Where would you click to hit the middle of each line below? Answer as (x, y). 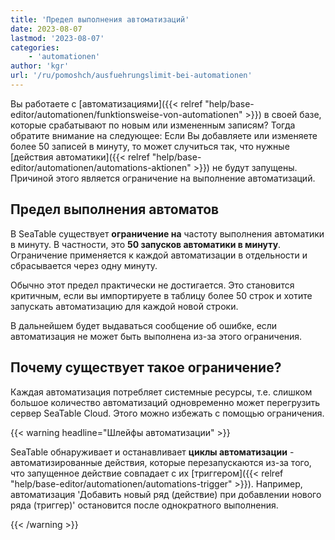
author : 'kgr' (40, 66)
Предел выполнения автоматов (115, 209)
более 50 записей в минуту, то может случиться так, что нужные (150, 146)
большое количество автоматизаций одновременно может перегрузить (165, 402)
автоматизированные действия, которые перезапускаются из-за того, (161, 462)
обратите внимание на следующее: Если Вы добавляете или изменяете (164, 135)
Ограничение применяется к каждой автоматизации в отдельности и (159, 255)
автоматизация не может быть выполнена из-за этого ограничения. (156, 336)
